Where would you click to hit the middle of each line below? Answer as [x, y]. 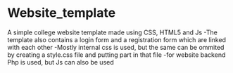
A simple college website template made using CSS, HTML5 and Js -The [113, 32]
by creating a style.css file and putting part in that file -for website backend [116, 55]
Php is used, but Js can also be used [61, 62]
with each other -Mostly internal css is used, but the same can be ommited [116, 47]
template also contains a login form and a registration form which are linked [117, 39]
